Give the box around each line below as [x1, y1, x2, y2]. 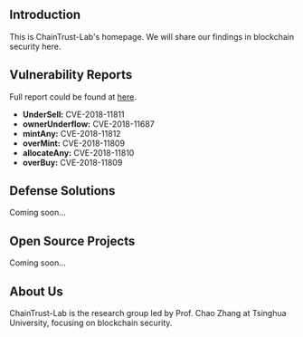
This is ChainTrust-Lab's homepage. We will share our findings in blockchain [9, 31, 295, 42]
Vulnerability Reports [9, 67, 133, 82]
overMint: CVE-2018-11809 [22, 138, 125, 149]
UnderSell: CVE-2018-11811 [22, 109, 125, 120]
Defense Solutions [9, 183, 116, 198]
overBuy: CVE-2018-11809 [22, 157, 123, 168]
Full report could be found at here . [9, 91, 137, 102]
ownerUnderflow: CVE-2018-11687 [22, 118, 156, 130]
